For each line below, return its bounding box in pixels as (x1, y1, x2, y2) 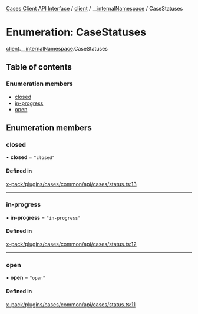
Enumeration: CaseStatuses (6, 26, 146, 39)
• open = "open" (6, 274, 46, 282)
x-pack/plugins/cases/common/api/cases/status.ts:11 (6, 300, 136, 308)
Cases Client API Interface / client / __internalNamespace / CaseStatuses (6, 5, 183, 12)
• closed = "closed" (6, 154, 55, 161)
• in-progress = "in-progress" (6, 214, 81, 221)
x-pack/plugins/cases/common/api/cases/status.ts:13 (6, 180, 137, 187)
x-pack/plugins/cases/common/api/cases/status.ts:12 (6, 241, 137, 248)
